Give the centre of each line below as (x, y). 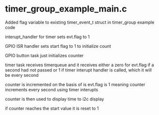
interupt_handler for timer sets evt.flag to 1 (47, 37)
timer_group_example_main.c (66, 9)
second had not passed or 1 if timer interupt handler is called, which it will (78, 70)
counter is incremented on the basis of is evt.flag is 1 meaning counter (75, 84)
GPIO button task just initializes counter (44, 55)
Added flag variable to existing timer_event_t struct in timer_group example (80, 22)
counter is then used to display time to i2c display (55, 99)
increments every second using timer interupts (52, 89)
